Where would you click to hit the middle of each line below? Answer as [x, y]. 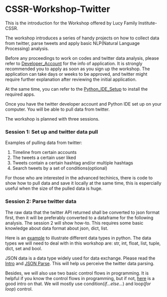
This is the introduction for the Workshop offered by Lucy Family [71, 23]
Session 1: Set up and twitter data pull [52, 132]
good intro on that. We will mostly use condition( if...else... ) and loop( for [78, 284]
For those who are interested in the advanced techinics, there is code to [79, 178]
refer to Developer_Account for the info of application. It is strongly [74, 63]
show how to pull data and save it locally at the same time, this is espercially [83, 183]
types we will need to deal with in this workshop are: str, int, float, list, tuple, [83, 243]
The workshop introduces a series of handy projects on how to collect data [82, 38]
